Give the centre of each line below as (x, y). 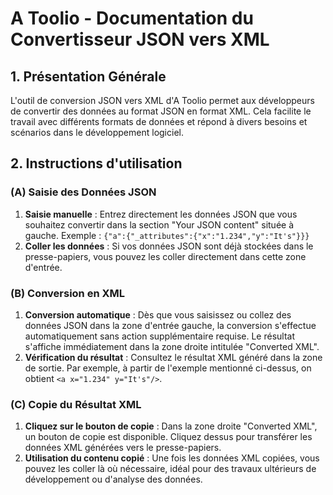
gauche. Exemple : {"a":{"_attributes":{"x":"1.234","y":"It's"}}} (167, 235)
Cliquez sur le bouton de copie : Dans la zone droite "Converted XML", (171, 426)
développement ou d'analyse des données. (113, 479)
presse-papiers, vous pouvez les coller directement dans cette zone (165, 256)
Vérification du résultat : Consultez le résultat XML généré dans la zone (173, 357)
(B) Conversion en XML (68, 293)
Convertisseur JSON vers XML (140, 39)
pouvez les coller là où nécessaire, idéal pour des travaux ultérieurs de (170, 469)
